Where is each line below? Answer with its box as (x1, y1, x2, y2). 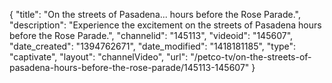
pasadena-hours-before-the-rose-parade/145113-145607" (9, 62, 250, 73)
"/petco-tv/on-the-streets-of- (190, 51, 312, 63)
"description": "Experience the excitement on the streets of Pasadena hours (9, 19, 322, 31)
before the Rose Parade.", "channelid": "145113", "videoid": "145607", (9, 30, 294, 41)
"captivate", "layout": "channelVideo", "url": (9, 51, 189, 63)
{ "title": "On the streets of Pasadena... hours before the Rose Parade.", (9, 9, 301, 20)
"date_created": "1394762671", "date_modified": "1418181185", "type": (9, 40, 297, 52)
